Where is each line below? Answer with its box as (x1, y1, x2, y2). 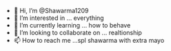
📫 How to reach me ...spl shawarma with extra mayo (13, 37, 165, 44)
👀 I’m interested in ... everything (13, 14, 105, 22)
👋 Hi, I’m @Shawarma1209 (13, 7, 89, 14)
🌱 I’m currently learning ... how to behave (13, 21, 131, 29)
